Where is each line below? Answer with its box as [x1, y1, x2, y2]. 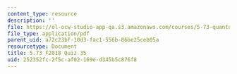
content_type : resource [7, 10, 78, 18]
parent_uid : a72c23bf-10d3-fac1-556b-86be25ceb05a [7, 37, 159, 44]
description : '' [7, 17, 55, 24]
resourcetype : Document [7, 43, 78, 50]
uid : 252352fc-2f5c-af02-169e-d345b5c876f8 [7, 56, 138, 63]
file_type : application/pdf [7, 30, 90, 37]
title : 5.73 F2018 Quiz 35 [7, 50, 87, 57]
